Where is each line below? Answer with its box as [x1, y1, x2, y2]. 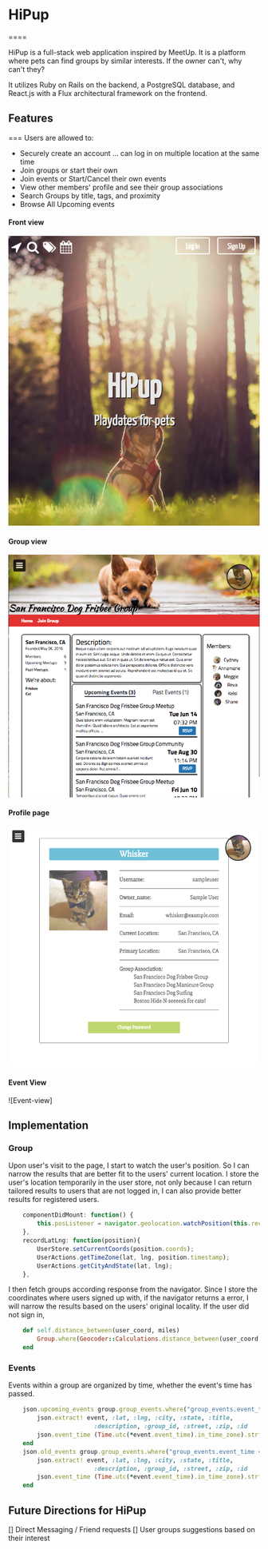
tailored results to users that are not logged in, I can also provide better [8, 1186, 242, 1196]
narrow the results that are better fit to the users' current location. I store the [8, 1169, 259, 1179]
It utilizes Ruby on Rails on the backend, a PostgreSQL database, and [8, 80, 235, 90]
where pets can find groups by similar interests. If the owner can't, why [8, 56, 242, 66]
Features [8, 112, 53, 125]
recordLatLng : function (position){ [22, 1236, 141, 1244]
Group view [8, 536, 48, 546]
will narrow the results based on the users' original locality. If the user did [8, 1301, 250, 1312]
